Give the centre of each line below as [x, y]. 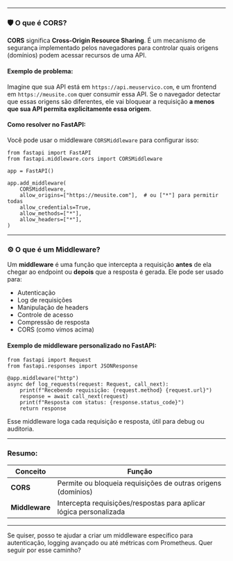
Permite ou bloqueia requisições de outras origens [139, 483]
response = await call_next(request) [74, 397]
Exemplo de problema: [40, 71]
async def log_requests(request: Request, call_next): [88, 385]
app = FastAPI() [31, 171]
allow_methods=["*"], [51, 213]
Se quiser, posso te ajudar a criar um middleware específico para [100, 535]
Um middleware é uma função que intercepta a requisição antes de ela [109, 265]
